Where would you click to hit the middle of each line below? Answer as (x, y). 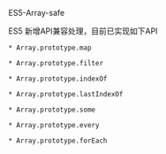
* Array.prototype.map (50, 48)
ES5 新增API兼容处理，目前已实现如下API (83, 31)
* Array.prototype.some (52, 110)
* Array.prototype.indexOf (58, 79)
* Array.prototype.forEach (58, 141)
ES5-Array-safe (37, 13)
